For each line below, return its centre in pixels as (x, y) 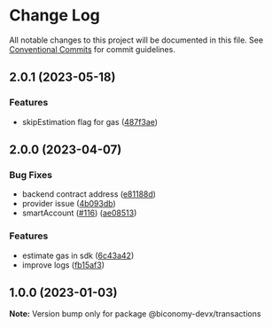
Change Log (54, 16)
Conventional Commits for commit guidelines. (92, 49)
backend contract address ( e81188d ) (89, 194)
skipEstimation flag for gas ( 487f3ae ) (89, 121)
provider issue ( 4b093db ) (69, 204)
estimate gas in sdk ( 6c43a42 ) (78, 255)
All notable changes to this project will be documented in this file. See (136, 40)
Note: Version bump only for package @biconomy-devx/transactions (135, 314)
